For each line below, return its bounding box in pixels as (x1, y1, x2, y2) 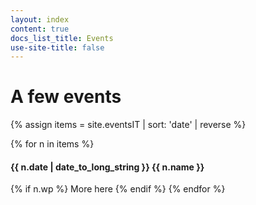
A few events (10, 86, 122, 108)
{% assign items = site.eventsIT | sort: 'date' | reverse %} (10, 119, 247, 131)
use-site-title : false (10, 42, 105, 53)
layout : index (10, 14, 70, 25)
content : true (10, 24, 70, 34)
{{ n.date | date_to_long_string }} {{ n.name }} (10, 161, 205, 173)
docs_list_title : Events (10, 33, 114, 43)
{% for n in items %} (10, 138, 95, 150)
